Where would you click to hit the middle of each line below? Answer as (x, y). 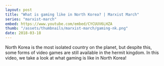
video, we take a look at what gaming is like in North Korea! (66, 58)
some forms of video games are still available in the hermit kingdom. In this (82, 52)
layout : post (19, 10)
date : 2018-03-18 (23, 33)
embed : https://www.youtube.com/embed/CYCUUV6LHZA (59, 24)
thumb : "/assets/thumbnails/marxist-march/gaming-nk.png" (67, 28)
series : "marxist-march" (31, 19)
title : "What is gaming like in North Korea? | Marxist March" (72, 14)
